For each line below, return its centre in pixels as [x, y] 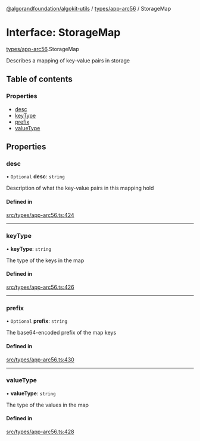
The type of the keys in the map [45, 260]
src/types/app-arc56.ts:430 [40, 360]
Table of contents [39, 79]
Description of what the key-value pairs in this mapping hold [80, 188]
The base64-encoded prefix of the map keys [61, 333]
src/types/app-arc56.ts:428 [40, 432]
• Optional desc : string [36, 177]
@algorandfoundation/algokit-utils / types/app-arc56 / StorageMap [89, 9]
